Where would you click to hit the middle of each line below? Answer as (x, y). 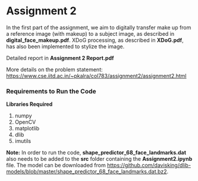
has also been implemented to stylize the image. (65, 46)
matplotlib (27, 129)
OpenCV (25, 122)
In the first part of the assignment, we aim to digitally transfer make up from (99, 27)
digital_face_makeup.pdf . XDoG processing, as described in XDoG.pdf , (95, 40)
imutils (23, 141)
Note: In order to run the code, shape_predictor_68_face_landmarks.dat (96, 152)
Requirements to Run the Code (51, 91)
